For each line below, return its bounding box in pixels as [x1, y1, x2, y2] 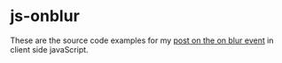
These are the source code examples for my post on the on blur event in [10, 35, 274, 45]
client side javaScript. [10, 44, 89, 54]
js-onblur [10, 6, 81, 26]
